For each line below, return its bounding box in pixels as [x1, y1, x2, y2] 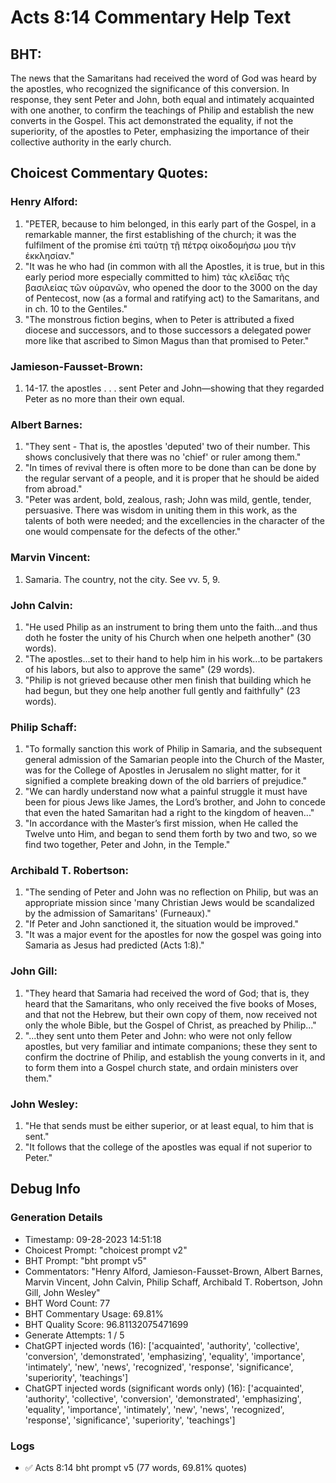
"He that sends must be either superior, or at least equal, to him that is [24, 1120, 314, 1132]
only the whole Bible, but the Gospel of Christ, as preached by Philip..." [24, 1019, 317, 1031]
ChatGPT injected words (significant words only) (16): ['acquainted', [24, 1382, 305, 1394]
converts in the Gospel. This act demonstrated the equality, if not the [10, 115, 294, 126]
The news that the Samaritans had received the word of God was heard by [10, 72, 317, 84]
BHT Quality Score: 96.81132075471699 [24, 1318, 189, 1330]
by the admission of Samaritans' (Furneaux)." [24, 907, 212, 920]
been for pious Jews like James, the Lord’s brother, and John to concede [24, 796, 326, 808]
